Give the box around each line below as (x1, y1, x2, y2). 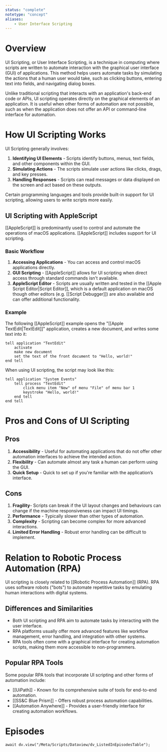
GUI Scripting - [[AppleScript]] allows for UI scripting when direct (12, 270, 148, 276)
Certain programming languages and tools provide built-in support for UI (5, 192, 154, 198)
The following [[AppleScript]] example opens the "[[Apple (5, 320, 124, 326)
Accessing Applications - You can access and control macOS (12, 259, 141, 265)
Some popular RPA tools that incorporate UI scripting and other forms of (5, 671, 154, 678)
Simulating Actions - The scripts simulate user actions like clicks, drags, (12, 166, 162, 172)
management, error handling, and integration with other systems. (12, 633, 146, 639)
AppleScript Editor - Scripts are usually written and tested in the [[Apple (12, 281, 162, 287)
